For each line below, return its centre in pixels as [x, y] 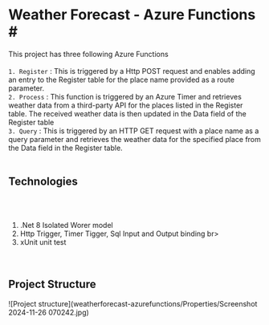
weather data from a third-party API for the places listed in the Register [126, 105]
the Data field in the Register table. [65, 148]
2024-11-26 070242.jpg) [49, 312]
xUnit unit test [43, 242]
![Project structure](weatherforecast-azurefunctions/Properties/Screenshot [133, 303]
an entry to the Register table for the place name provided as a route [122, 79]
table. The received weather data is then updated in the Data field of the [127, 113]
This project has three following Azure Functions [88, 54]
